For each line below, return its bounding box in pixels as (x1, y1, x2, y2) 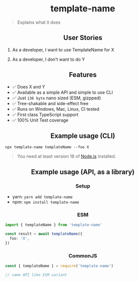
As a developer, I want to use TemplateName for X (12, 46, 114, 52)
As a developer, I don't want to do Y (12, 56, 85, 62)
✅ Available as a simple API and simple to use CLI (12, 89, 113, 95)
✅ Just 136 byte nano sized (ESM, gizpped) (12, 95, 101, 101)
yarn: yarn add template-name (12, 194, 73, 200)
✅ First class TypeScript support (12, 112, 79, 118)
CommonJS (68, 252, 98, 259)
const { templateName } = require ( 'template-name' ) (5, 264, 113, 269)
